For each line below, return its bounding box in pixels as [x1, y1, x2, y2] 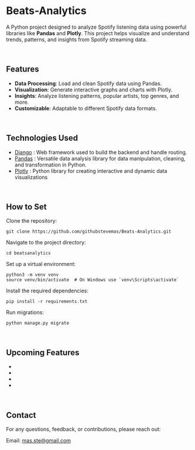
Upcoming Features [6, 347, 80, 357]
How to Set [6, 202, 47, 212]
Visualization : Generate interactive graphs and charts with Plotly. [14, 86, 173, 93]
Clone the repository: [6, 217, 57, 224]
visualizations [14, 173, 48, 180]
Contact [6, 410, 36, 420]
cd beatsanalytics [6, 250, 51, 256]
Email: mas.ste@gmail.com [6, 437, 71, 444]
